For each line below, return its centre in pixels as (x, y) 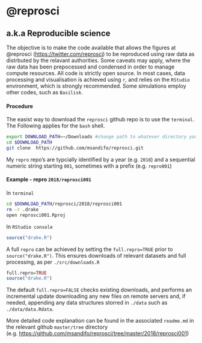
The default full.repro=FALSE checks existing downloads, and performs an (99, 290)
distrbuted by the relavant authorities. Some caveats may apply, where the (98, 60)
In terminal (20, 193)
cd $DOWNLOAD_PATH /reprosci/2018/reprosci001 (64, 204)
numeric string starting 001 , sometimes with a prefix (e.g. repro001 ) (89, 166)
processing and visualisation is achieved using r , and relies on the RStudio (98, 80)
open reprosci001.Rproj (36, 215)
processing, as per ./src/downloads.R (53, 262)
